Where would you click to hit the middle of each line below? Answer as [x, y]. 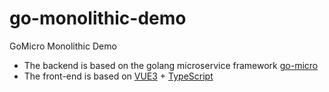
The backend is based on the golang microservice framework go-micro [171, 65]
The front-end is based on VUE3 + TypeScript [118, 76]
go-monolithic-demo [98, 18]
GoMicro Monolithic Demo [63, 46]
